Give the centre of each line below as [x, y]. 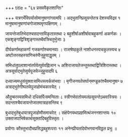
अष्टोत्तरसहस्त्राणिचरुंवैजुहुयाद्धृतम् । [33, 55]
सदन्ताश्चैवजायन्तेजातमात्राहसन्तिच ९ [34, 103]
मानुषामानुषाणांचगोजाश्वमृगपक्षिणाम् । [34, 24]
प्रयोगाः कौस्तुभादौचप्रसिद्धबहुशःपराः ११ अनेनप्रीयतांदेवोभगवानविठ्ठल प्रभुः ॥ [61, 128]
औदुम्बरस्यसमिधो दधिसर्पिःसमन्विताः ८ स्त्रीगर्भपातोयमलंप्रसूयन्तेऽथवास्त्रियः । [63, 97]
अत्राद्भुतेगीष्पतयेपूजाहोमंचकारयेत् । [33, 87]
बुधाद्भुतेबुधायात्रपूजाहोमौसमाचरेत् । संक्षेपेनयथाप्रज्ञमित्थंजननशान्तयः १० [61, 113]
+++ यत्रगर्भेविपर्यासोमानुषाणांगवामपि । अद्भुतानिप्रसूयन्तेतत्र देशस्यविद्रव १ [63, 18]
